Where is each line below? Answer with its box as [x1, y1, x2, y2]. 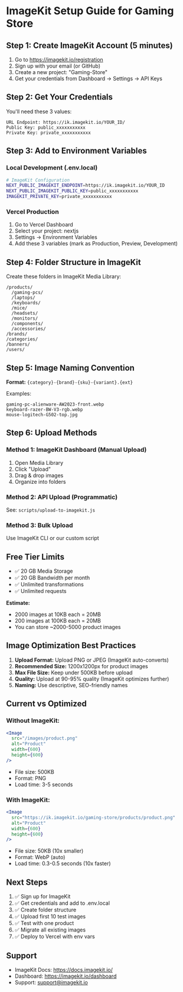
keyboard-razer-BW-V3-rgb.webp [6, 406, 83, 413]
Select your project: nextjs [14, 227, 79, 235]
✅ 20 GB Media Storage [14, 567, 73, 575]
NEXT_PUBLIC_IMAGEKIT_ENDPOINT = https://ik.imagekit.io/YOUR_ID [6, 183, 165, 189]
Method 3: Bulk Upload [6, 521, 73, 529]
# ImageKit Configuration [6, 177, 70, 183]
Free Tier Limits [6, 551, 65, 562]
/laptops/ [11, 295, 35, 301]
